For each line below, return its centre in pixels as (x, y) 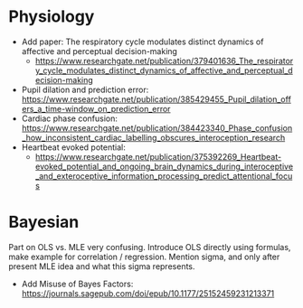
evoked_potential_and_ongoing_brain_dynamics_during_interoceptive (164, 166)
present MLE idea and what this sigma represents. (102, 266)
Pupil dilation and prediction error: (85, 89)
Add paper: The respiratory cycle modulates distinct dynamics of (142, 42)
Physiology (52, 17)
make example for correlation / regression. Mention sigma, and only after (144, 257)
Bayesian (44, 222)
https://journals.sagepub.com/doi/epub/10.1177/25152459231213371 (148, 293)
